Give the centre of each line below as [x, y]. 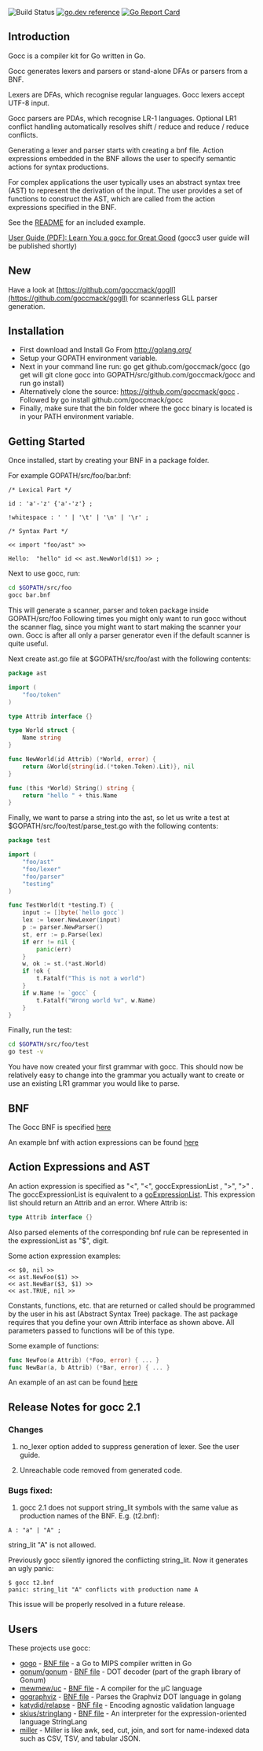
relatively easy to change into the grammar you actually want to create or [126, 1075]
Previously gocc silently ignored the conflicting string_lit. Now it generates [128, 1560]
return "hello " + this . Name [70, 795]
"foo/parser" [44, 877]
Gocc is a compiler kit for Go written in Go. [77, 56]
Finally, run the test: [40, 1030]
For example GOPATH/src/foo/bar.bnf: [70, 476]
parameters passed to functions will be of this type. [91, 1330]
